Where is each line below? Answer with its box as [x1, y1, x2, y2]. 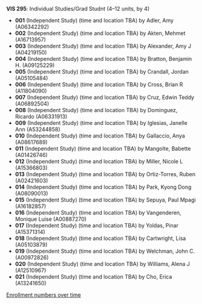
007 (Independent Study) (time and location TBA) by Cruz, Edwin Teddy [14, 93, 195, 101]
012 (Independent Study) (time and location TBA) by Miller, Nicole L [14, 158, 183, 165]
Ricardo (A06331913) [14, 113, 68, 120]
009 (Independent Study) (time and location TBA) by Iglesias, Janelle [14, 119, 188, 126]
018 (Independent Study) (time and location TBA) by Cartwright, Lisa [14, 235, 186, 242]
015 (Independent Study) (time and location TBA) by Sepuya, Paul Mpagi [14, 196, 196, 203]
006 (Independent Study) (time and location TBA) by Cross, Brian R [14, 81, 183, 88]
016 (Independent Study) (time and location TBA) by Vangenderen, [14, 209, 181, 216]
